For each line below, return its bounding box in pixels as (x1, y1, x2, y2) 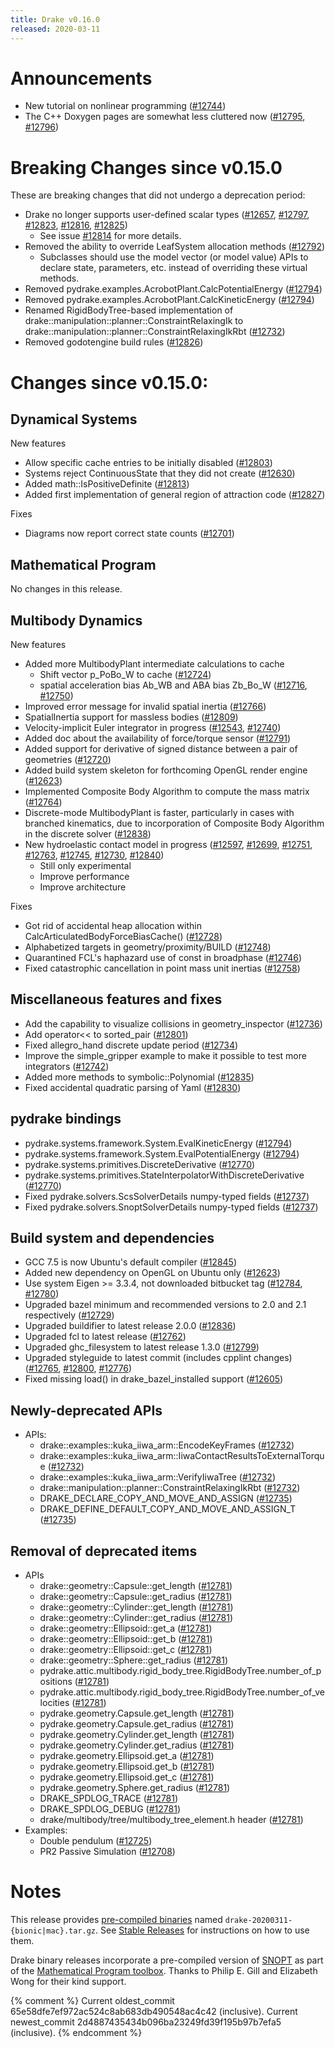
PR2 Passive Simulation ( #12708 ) (39, 1846, 176, 1858)
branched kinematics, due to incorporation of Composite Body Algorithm (24, 817, 325, 829)
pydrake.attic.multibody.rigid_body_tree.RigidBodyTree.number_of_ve (39, 1686, 325, 1698)
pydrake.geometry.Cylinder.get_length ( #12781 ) (39, 1729, 235, 1741)
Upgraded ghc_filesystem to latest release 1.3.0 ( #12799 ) (24, 1341, 260, 1353)
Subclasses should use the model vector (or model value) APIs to (39, 251, 309, 263)
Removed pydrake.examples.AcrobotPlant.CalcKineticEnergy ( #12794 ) (24, 294, 315, 306)
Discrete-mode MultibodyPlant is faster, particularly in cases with (24, 807, 295, 818)
